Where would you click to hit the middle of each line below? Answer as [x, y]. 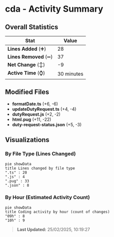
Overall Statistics [32, 27]
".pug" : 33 [17, 181]
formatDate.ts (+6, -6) [35, 104]
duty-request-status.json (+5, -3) [47, 124]
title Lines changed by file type [40, 168]
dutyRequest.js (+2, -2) [36, 114]
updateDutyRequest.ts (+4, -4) [44, 109]
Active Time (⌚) [26, 73]
